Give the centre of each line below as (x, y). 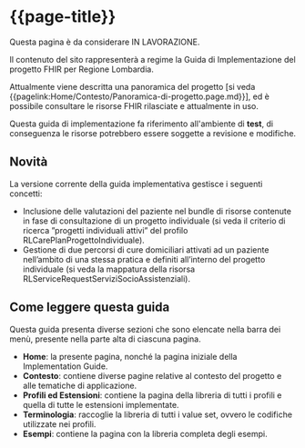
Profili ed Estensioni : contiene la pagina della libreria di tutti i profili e (152, 395)
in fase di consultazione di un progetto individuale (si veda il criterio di (154, 221)
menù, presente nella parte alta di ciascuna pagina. (106, 339)
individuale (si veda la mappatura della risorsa (109, 269)
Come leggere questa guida (90, 308)
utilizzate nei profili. (59, 423)
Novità (29, 162)
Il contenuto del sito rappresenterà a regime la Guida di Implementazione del (152, 59)
